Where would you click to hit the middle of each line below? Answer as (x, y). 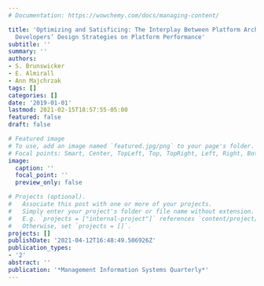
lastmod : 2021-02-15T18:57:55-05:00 (68, 110)
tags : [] (22, 88)
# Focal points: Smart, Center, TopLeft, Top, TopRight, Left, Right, (126, 153)
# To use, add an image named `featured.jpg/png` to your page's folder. (132, 146)
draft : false (29, 125)
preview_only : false (49, 183)
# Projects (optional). (47, 197)
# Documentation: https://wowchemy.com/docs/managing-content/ (114, 15)
